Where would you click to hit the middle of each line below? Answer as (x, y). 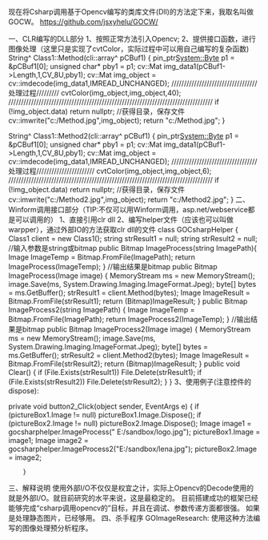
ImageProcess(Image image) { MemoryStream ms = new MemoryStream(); (132, 276)
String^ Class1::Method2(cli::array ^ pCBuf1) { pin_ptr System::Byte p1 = (124, 136)
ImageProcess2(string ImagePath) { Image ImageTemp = (102, 310)
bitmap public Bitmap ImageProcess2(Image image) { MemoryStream (136, 329)
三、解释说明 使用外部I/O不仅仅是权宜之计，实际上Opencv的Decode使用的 (131, 488)
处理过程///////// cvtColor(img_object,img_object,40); (95, 93)
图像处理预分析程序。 (57, 528)
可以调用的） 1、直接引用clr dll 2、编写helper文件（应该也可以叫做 (124, 220)
